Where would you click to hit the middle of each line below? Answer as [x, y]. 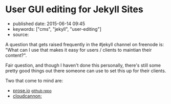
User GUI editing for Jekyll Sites [74, 9]
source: [21, 34]
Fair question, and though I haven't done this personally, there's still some [83, 65]
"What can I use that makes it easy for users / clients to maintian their [79, 50]
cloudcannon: [27, 96]
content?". [16, 55]
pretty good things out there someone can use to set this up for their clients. [86, 71]
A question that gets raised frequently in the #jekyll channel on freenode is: [85, 44]
